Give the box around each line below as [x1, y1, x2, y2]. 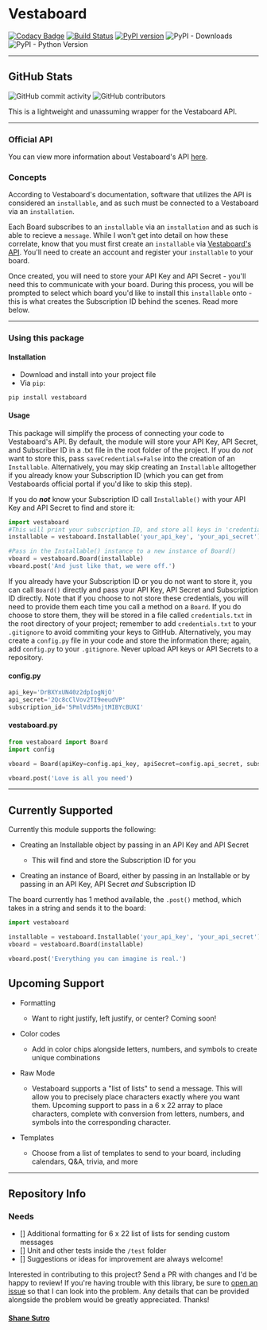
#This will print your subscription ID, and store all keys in [8, 526, 222, 534]
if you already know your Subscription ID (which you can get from [8, 470, 224, 480]
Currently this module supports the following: [8, 825, 157, 834]
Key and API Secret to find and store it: [8, 503, 135, 512]
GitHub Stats [8, 70, 73, 84]
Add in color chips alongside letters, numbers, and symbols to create [31, 1044, 257, 1054]
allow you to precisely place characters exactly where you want [31, 1091, 240, 1102]
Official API [8, 134, 53, 145]
